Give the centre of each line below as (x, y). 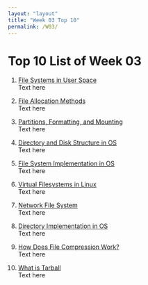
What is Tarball (39, 268)
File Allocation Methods (52, 101)
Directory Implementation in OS (63, 226)
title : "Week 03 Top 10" (44, 20)
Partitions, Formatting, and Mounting (71, 122)
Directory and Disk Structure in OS (67, 142)
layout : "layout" (33, 14)
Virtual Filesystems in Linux (57, 184)
